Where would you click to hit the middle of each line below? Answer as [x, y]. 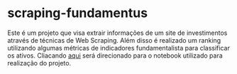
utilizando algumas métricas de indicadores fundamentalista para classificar [119, 48]
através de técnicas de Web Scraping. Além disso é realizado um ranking [114, 40]
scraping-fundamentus [77, 13]
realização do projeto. [39, 63]
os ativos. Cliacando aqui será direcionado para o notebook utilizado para [115, 55]
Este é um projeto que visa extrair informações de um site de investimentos [117, 33]
